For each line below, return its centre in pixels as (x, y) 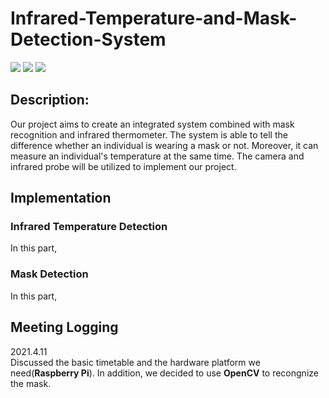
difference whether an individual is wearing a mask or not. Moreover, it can (164, 145)
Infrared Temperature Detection (89, 227)
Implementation (61, 198)
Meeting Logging (64, 327)
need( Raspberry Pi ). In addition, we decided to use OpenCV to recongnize (164, 373)
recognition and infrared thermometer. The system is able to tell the (149, 134)
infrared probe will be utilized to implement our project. (123, 166)
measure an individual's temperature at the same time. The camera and (157, 156)
